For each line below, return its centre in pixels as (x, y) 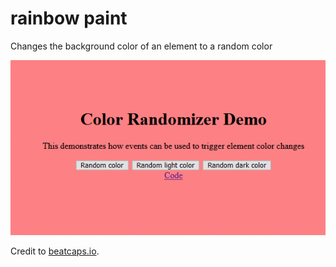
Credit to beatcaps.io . (55, 251)
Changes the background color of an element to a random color (141, 46)
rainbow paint (69, 18)
